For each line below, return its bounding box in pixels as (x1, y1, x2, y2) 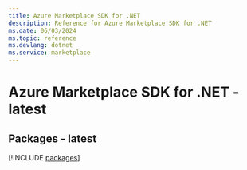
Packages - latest (8, 132, 97, 145)
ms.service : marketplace (8, 49, 91, 57)
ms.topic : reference (8, 34, 77, 42)
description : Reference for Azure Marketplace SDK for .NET (8, 19, 213, 27)
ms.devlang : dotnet (8, 42, 73, 49)
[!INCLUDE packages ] (8, 153, 80, 162)
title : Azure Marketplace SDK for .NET (8, 11, 141, 20)
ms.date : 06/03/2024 (8, 26, 77, 34)
